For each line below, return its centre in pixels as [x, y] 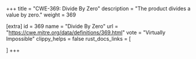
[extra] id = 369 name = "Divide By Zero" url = [62, 26]
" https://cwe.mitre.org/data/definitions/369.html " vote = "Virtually [86, 32]
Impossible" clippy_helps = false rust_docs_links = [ [69, 39]
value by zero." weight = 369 [41, 15]
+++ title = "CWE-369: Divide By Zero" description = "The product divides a [98, 9]
